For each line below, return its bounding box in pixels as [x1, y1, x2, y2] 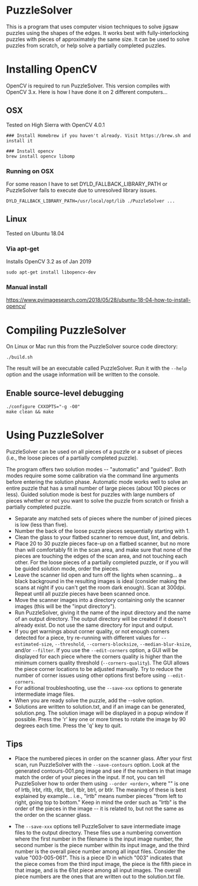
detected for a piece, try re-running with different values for [14, 634, 160, 641]
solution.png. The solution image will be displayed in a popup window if [14, 709, 189, 716]
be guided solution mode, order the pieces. [14, 565, 120, 572]
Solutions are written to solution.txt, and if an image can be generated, [14, 703, 186, 711]
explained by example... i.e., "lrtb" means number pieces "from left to [14, 792, 183, 799]
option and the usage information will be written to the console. [6, 371, 160, 378]
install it [6, 138, 33, 144]
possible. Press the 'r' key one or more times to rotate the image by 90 [14, 716, 186, 723]
